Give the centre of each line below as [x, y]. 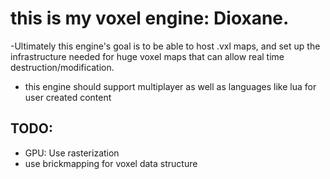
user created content [68, 97]
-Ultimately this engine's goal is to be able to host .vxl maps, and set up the [165, 46]
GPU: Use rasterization [72, 153]
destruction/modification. [62, 67]
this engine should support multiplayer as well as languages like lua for [170, 86]
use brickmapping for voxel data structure [111, 163]
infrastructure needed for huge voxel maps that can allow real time [147, 56]
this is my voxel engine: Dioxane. [150, 18]
